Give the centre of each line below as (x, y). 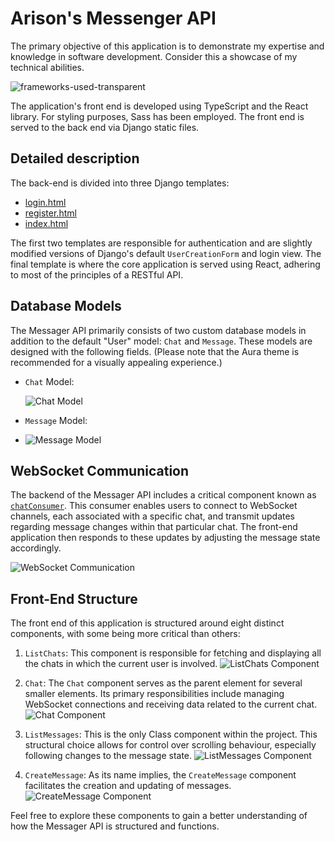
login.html (45, 202)
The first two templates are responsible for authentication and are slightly (161, 243)
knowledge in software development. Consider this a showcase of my (154, 56)
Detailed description (75, 158)
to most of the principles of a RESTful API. (97, 274)
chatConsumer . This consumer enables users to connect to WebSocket (154, 506)
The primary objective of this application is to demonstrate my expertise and (167, 46)
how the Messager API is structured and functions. (115, 826)
